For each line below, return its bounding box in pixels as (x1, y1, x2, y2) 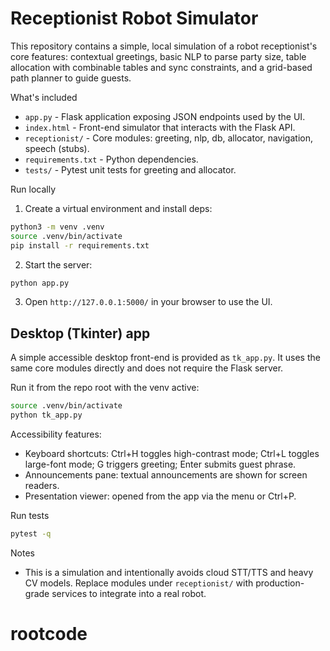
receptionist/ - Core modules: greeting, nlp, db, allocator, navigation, (24, 132, 313, 144)
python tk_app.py (10, 410, 83, 421)
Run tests (10, 510, 50, 521)
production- (255, 577, 305, 589)
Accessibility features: (10, 428, 102, 440)
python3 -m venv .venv (10, 222, 105, 232)
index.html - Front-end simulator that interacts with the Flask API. (24, 121, 296, 133)
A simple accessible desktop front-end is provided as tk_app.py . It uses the (10, 352, 321, 364)
